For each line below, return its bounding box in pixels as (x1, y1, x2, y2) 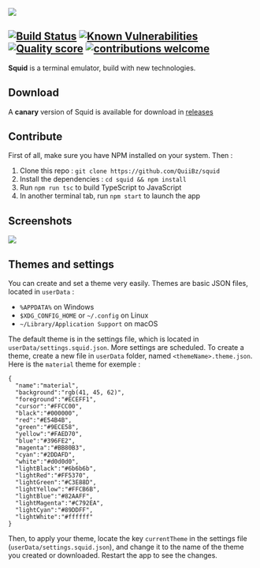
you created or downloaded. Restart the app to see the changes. (8, 551, 218, 560)
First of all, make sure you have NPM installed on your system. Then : (8, 151, 233, 160)
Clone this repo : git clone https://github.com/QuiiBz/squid (19, 166, 221, 175)
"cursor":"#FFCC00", (15, 403, 83, 411)
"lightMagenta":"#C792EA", (15, 499, 104, 507)
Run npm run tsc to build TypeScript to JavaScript (19, 182, 182, 193)
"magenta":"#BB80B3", (15, 444, 87, 452)
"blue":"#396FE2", (15, 437, 76, 446)
